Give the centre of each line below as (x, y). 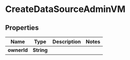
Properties (22, 28)
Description (66, 42)
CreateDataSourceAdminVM (65, 9)
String (40, 50)
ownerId (18, 50)
